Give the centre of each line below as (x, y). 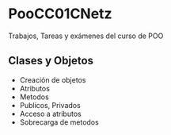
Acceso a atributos (50, 114)
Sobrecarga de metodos (59, 122)
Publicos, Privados (50, 105)
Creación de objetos (53, 79)
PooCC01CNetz (60, 14)
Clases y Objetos (51, 61)
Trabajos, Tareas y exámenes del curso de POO (86, 36)
